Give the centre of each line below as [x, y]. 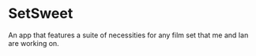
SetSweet [41, 14]
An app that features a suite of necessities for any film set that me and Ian [128, 35]
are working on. [34, 43]
